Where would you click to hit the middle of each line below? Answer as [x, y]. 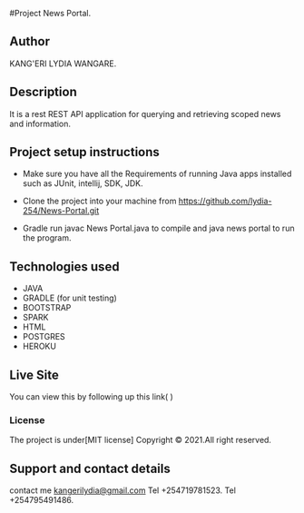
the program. [47, 238]
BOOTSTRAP [47, 308]
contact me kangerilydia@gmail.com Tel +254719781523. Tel [123, 490]
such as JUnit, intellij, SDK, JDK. [83, 183]
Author [29, 41]
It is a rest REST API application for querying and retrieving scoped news [145, 113]
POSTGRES [44, 337]
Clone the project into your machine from [99, 201]
